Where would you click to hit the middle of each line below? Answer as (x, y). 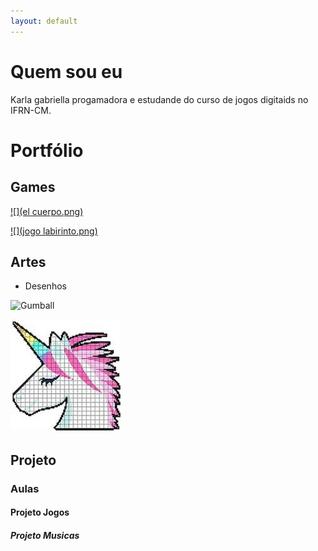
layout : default (44, 21)
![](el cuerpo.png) (47, 211)
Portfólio (47, 150)
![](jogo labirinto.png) (54, 231)
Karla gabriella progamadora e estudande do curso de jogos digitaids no (159, 99)
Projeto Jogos (40, 512)
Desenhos (45, 286)
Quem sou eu (66, 71)
